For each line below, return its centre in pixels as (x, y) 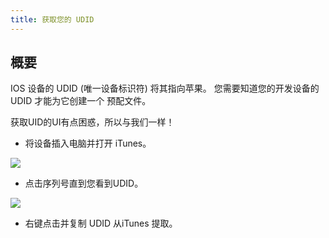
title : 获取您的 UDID (52, 19)
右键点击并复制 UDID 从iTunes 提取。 (101, 223)
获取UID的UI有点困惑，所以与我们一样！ (92, 122)
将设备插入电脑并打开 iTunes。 (88, 143)
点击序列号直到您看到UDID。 (84, 183)
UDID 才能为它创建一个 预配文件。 (81, 101)
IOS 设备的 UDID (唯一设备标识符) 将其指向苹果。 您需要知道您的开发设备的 (165, 88)
